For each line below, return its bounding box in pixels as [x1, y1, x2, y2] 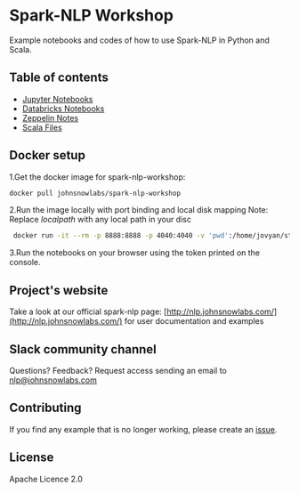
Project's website [9, 282, 109, 298]
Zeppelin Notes [21, 112, 78, 123]
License [9, 450, 54, 465]
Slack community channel [9, 342, 158, 357]
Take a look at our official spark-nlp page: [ [9, 306, 167, 317]
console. [9, 257, 42, 268]
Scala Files [21, 122, 62, 133]
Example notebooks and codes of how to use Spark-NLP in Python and [9, 35, 270, 45]
